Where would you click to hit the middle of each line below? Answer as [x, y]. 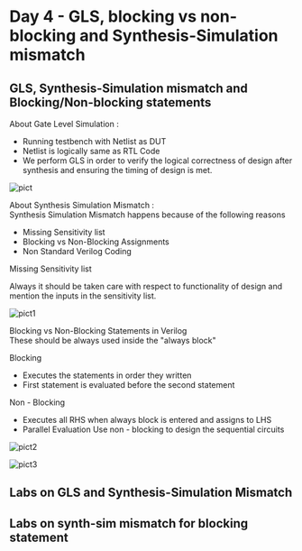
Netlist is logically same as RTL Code [91, 151]
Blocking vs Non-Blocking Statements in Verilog [98, 331]
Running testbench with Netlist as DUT [94, 141]
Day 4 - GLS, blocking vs [103, 17]
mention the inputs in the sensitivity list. [83, 296]
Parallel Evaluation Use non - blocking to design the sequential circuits [153, 429]
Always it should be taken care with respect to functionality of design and [146, 286]
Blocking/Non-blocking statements [110, 102]
